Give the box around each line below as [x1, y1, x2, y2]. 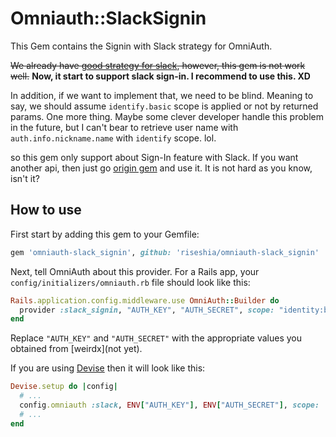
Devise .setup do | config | [10, 382, 118, 392]
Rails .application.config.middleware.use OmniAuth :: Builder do [10, 295, 280, 306]
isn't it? [10, 172, 40, 184]
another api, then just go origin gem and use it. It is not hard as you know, [10, 162, 313, 174]
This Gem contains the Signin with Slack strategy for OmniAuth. [10, 40, 273, 52]
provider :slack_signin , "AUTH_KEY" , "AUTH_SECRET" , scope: [19, 305, 275, 315]
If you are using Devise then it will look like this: [10, 362, 206, 374]
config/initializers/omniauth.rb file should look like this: [10, 276, 251, 288]
